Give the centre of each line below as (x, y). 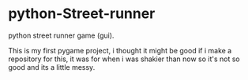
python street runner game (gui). (61, 35)
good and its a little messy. (52, 67)
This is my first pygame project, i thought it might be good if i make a (120, 50)
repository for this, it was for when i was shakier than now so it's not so (124, 59)
